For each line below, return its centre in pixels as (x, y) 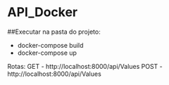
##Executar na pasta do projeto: (54, 32)
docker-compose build (50, 45)
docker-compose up (47, 53)
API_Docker (43, 12)
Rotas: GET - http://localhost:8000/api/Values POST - (85, 66)
